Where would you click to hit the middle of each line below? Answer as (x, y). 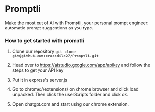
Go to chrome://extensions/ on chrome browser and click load (76, 89)
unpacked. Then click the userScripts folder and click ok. (70, 95)
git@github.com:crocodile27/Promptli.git (55, 56)
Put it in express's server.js (40, 80)
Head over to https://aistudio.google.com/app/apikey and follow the (81, 65)
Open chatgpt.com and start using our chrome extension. (71, 104)
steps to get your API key (38, 70)
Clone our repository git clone (44, 51)
